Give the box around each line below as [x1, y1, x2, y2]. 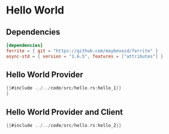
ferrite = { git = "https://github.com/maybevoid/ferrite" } [6, 48, 158, 53]
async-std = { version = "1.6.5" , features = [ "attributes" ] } [6, 53, 164, 59]
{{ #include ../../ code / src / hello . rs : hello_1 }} [6, 85, 122, 91]
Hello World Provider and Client [6, 107, 123, 117]
